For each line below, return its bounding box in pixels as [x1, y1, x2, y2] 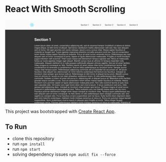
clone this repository [12, 136, 54, 142]
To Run [5, 122, 27, 131]
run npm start [12, 146, 41, 152]
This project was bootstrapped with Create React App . [5, 108, 116, 114]
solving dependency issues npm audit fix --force [12, 152, 116, 158]
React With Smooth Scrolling [5, 3, 125, 15]
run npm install [12, 141, 45, 147]
